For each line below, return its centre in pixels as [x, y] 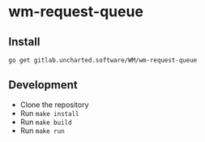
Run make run [42, 130]
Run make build [46, 122]
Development [43, 85]
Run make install [49, 113]
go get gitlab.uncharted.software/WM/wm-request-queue [103, 60]
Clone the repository [54, 105]
